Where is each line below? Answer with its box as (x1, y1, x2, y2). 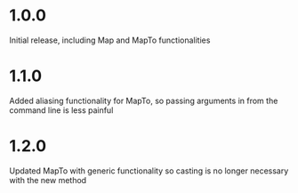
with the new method (9, 174, 87, 185)
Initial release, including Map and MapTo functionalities (9, 35, 211, 45)
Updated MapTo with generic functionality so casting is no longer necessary (9, 165, 289, 176)
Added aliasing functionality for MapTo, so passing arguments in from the (9, 95, 278, 106)
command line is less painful (9, 104, 114, 116)
